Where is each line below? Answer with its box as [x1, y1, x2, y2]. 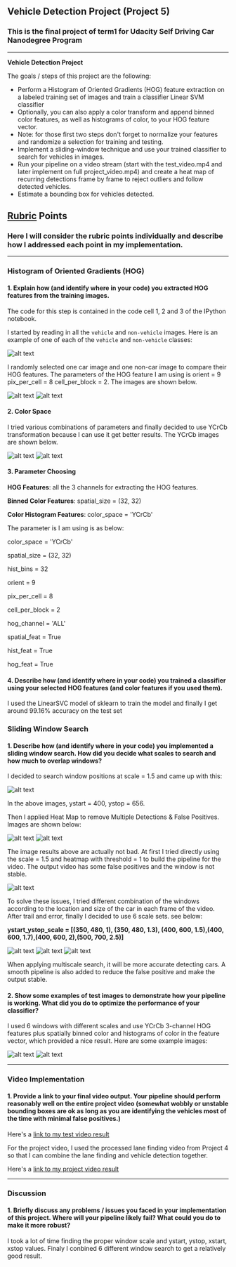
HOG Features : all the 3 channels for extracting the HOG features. [7, 482, 199, 491]
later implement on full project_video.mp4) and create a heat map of [17, 167, 214, 176]
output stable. [7, 976, 48, 984]
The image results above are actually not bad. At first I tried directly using [7, 848, 220, 856]
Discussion [7, 1188, 47, 1198]
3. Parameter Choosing [7, 467, 76, 476]
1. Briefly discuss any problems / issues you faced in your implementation [7, 1206, 227, 1214]
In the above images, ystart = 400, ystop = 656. [7, 799, 145, 808]
